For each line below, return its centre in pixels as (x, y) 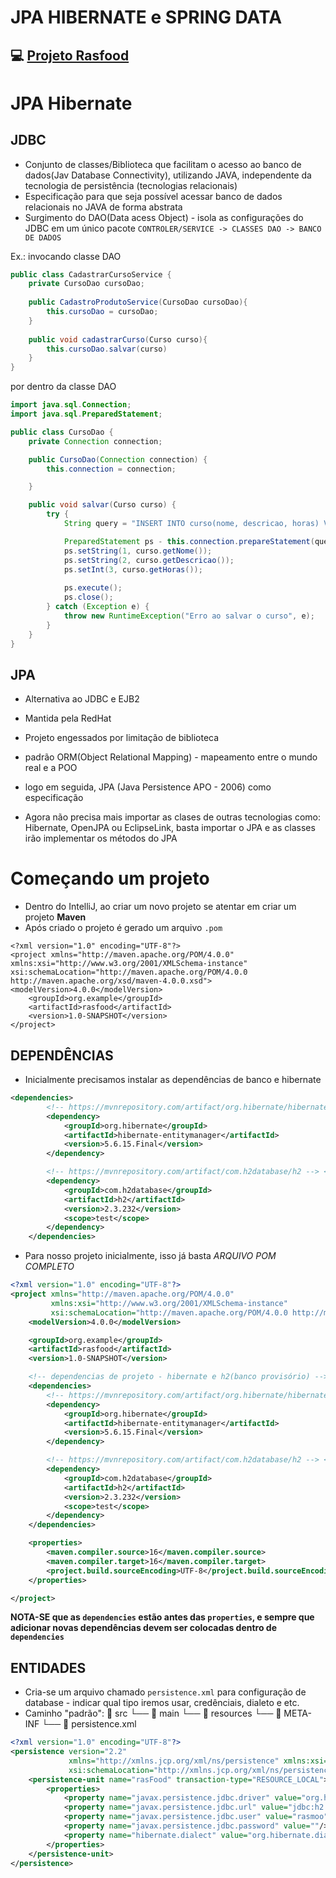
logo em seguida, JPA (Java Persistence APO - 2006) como (148, 787)
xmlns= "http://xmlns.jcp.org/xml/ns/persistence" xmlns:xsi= (198, 1761)
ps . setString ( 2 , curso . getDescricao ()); (149, 560)
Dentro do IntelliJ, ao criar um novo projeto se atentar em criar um (160, 907)
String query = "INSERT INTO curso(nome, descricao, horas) (191, 524)
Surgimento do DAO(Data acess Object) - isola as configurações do (164, 217)
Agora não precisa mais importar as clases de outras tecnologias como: (172, 817)
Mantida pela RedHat (68, 718)
